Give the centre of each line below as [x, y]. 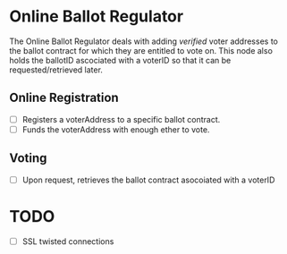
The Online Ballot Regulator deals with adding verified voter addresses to [144, 41]
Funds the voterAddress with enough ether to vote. [116, 129]
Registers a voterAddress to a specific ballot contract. [121, 119]
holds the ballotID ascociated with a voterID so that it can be [120, 60]
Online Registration [64, 98]
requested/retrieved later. [56, 70]
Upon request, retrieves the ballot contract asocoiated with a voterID [148, 180]
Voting [28, 158]
